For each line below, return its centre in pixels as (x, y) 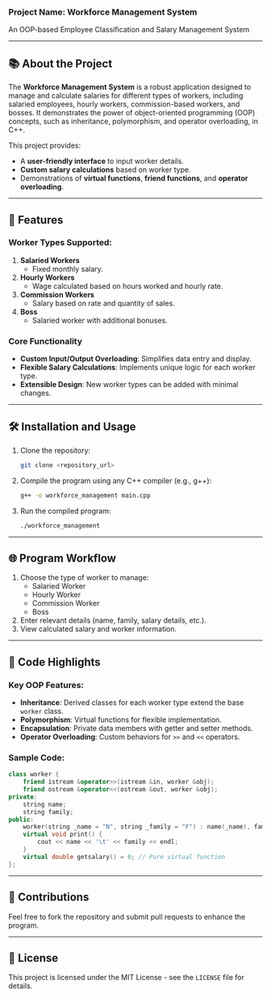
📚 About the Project (60, 63)
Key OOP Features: (46, 685)
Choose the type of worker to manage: (84, 578)
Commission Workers (57, 294)
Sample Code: (37, 757)
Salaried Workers (50, 260)
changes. (35, 393)
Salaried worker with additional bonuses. (100, 320)
